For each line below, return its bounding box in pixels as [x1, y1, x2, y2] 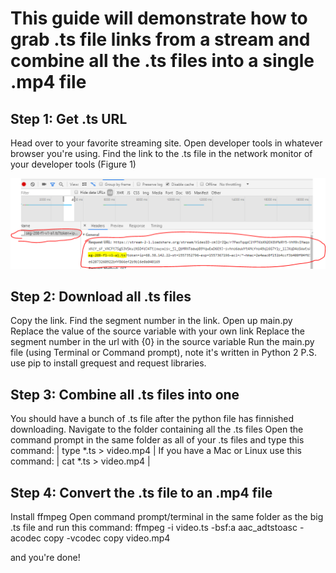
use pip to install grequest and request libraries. [10, 357, 207, 369]
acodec [10, 532, 42, 544]
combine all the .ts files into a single [10, 50, 315, 72]
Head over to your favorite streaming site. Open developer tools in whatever [10, 137, 323, 149]
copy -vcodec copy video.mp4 [43, 532, 171, 544]
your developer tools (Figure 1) [10, 158, 137, 170]
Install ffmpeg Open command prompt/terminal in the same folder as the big [10, 511, 324, 522]
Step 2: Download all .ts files [10, 288, 192, 305]
